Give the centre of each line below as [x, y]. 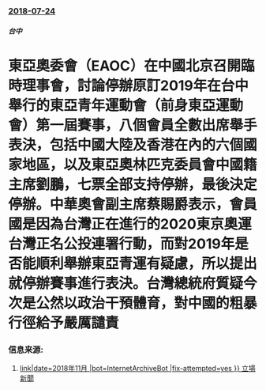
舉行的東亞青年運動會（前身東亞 [112, 105]
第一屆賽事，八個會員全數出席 [133, 125]
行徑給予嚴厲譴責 [64, 323]
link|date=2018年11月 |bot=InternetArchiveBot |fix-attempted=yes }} [130, 368]
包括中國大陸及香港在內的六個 [147, 145]
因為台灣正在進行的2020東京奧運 [144, 224]
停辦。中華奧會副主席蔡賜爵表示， [119, 204]
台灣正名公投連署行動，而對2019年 [122, 244]
